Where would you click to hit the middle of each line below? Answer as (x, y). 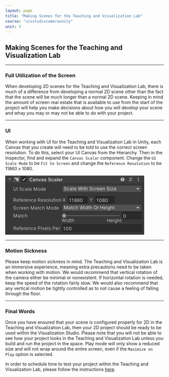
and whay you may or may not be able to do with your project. (69, 113)
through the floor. (23, 294)
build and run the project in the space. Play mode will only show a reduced (82, 344)
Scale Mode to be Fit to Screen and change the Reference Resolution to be (83, 163)
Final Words (20, 311)
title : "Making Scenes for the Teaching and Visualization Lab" (74, 16)
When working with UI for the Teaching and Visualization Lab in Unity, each (83, 142)
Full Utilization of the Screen (40, 75)
